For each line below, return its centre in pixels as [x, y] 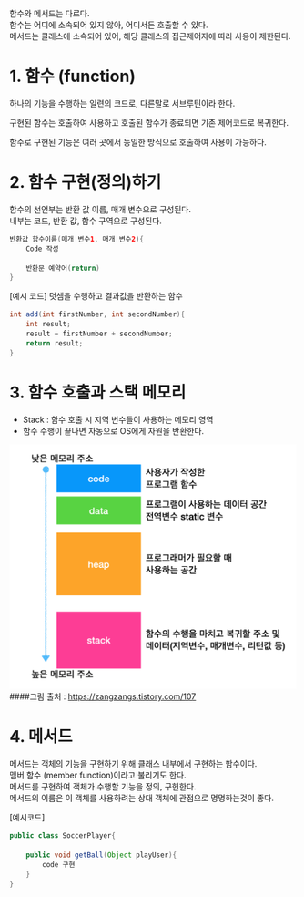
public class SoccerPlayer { [63, 836]
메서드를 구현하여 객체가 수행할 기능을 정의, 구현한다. [103, 787]
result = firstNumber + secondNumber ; [99, 334]
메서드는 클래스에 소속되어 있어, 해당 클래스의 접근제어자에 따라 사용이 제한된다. [150, 36]
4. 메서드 [41, 737]
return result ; [55, 343]
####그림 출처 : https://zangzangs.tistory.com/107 [103, 696]
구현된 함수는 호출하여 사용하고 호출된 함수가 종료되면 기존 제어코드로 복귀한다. [149, 122]
